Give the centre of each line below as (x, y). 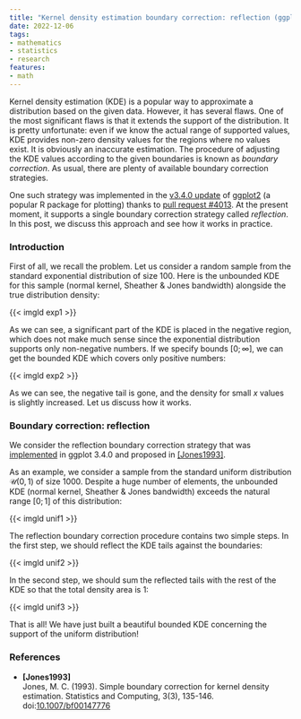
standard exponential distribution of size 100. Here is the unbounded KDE (145, 276)
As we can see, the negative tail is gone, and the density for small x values (147, 393)
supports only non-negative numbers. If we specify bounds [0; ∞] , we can (146, 349)
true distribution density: (55, 295)
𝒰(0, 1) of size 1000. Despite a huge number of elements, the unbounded (144, 481)
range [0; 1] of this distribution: (66, 501)
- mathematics (36, 43)
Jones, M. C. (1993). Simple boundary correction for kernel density (146, 686)
